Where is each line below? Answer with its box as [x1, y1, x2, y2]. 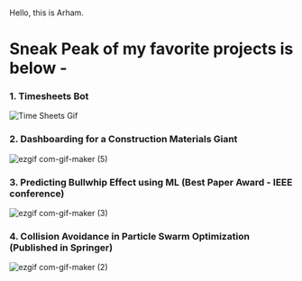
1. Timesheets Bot [9, 90, 89, 103]
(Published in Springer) [9, 241, 114, 254]
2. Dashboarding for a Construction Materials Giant [9, 133, 238, 146]
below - [9, 58, 68, 78]
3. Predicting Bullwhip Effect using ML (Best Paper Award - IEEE [9, 176, 293, 188]
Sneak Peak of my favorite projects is [9, 39, 294, 59]
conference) [9, 187, 65, 200]
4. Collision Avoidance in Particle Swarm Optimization [9, 230, 251, 242]
